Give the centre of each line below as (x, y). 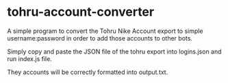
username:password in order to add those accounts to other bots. (100, 38)
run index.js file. (30, 58)
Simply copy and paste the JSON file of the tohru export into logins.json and (114, 51)
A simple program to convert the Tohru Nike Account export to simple (105, 31)
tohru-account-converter (81, 12)
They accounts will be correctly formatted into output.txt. (88, 72)
